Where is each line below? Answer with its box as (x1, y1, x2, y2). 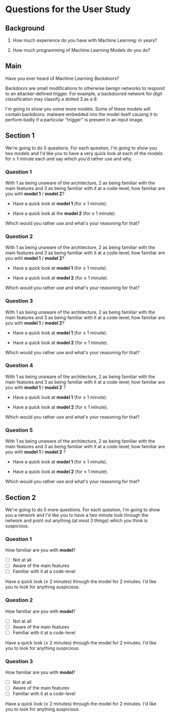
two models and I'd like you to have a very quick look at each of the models (5, 150, 163, 156)
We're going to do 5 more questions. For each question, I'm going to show (5, 507, 160, 513)
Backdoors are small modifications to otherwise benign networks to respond (5, 85, 165, 91)
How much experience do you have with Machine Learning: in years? (12, 37, 157, 43)
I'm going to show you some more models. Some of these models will (5, 106, 151, 112)
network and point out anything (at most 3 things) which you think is (5, 517, 148, 523)
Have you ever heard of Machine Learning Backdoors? (5, 75, 119, 81)
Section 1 (5, 131, 35, 140)
